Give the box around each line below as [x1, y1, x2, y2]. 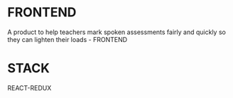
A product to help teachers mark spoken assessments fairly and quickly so [7, 28, 226, 36]
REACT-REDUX [7, 83, 52, 92]
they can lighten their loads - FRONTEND [7, 35, 128, 43]
